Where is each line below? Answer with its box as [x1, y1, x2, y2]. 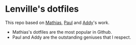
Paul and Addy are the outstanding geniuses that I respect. [12, 34, 131, 40]
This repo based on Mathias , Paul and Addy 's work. [5, 20, 109, 25]
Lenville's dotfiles [5, 3, 79, 15]
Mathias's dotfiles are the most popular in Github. [12, 29, 112, 35]
